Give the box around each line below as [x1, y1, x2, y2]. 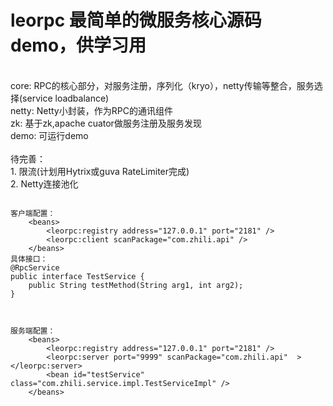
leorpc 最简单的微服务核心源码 [10, 9, 262, 32]
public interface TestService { [10, 271, 145, 281]
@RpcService [10, 262, 60, 273]
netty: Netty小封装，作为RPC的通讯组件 [10, 104, 173, 116]
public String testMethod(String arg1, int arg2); [28, 280, 244, 290]
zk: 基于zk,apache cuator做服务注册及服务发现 [10, 117, 202, 129]
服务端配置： [10, 326, 56, 336]
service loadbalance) [22, 92, 110, 104]
